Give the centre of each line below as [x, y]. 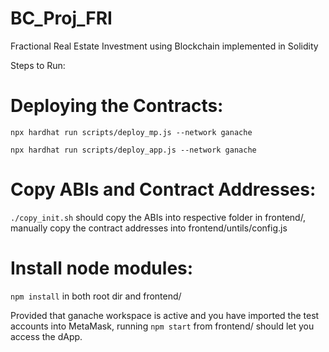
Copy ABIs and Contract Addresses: [163, 189]
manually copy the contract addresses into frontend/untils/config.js [149, 228]
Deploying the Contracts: [117, 106]
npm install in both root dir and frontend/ [96, 296]
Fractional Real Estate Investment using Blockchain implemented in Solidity [164, 46]
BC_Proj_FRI [61, 18]
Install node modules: [102, 268]
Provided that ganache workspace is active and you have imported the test [165, 315]
